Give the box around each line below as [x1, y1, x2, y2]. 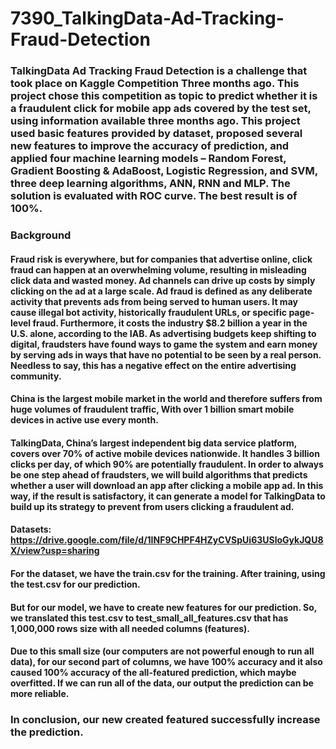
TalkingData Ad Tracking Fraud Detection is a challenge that [10, 64, 308, 78]
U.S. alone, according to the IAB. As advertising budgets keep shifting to [10, 327, 317, 339]
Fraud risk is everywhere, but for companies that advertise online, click [10, 253, 313, 265]
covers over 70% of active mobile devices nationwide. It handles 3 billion [10, 447, 320, 459]
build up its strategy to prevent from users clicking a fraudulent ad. [10, 500, 295, 512]
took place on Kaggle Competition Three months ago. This [10, 77, 300, 91]
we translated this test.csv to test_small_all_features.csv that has [10, 612, 289, 624]
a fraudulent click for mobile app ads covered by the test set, [10, 102, 312, 116]
